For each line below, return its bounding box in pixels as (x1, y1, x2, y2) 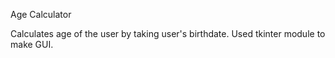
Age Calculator (10, 9, 72, 20)
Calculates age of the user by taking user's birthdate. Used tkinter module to (10, 28, 326, 39)
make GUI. (10, 39, 54, 50)
